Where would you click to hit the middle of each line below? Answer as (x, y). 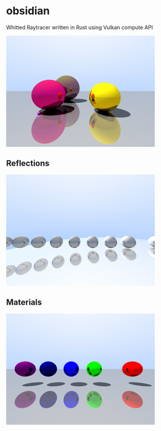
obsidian (28, 11)
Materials (24, 303)
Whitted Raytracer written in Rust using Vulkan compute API (80, 27)
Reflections (28, 163)
